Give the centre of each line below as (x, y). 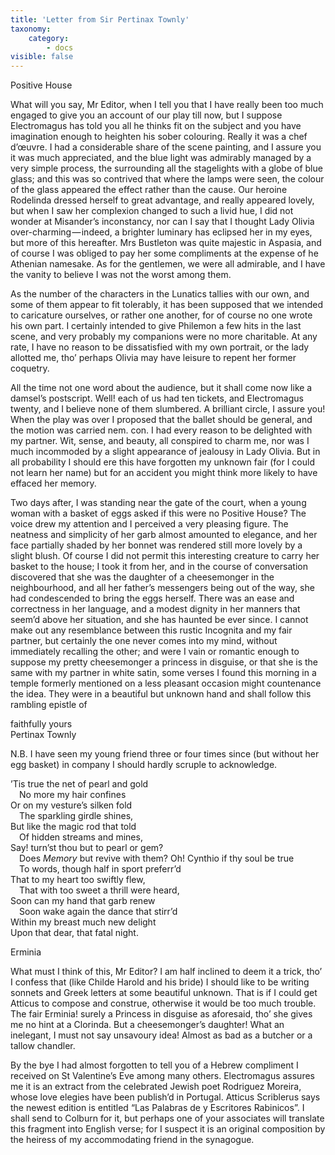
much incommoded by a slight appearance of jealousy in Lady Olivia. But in (165, 452)
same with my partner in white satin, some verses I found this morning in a (163, 673)
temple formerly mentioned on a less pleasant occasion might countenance (166, 683)
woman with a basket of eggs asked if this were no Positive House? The (158, 513)
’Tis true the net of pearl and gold (79, 784)
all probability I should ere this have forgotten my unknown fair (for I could (162, 462)
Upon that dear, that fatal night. (74, 933)
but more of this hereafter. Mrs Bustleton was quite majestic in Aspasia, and (166, 243)
